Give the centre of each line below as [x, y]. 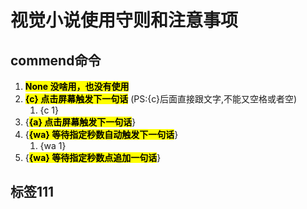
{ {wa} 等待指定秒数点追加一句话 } [93, 157]
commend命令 [56, 60]
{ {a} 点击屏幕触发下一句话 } [80, 122]
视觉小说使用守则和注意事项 [124, 20]
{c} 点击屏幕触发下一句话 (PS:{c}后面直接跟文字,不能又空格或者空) [161, 99]
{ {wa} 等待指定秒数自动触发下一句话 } [101, 134]
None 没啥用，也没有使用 [77, 86]
